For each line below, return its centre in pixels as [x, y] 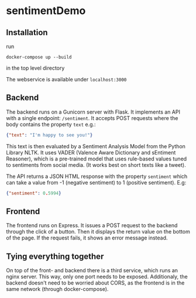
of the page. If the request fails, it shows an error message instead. [87, 238]
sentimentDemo [46, 11]
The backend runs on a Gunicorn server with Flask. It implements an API [93, 112]
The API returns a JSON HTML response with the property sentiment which [97, 176]
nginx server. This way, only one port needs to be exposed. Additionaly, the [97, 277]
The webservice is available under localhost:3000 [66, 79]
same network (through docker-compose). [57, 289]
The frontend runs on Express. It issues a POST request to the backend [92, 225]
